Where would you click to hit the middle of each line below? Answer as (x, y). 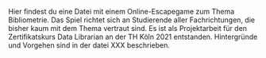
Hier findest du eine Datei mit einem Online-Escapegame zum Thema (121, 12)
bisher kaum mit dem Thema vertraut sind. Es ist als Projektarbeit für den (128, 28)
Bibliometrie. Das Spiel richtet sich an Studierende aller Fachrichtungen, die (132, 20)
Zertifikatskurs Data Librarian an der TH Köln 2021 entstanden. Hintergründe (133, 37)
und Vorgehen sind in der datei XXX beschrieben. (89, 45)
